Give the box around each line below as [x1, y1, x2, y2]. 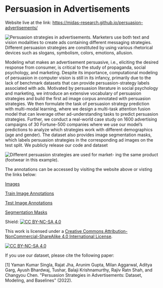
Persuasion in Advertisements [5, 3, 130, 15]
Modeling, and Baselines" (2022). [5, 277, 72, 283]
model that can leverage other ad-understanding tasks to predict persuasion [5, 111, 158, 117]
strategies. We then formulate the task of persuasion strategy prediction [5, 101, 149, 106]
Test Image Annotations [5, 200, 53, 206]
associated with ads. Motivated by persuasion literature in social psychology [5, 85, 158, 91]
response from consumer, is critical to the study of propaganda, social [5, 64, 146, 70]
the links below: [5, 171, 36, 177]
